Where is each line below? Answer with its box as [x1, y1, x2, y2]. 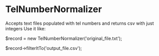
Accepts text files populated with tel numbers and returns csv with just [5, 20, 154, 26]
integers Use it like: [5, 25, 46, 31]
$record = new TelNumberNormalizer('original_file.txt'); [5, 35, 122, 41]
